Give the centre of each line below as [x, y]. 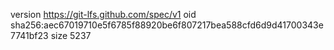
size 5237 [71, 35]
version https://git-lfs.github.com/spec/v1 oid [103, 14]
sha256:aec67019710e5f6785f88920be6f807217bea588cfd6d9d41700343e [167, 25]
